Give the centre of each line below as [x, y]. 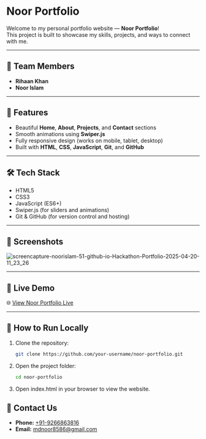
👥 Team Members [40, 67]
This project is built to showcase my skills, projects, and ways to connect [98, 34]
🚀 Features [27, 113]
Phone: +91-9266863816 [47, 423]
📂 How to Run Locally [48, 328]
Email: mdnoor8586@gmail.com [56, 429]
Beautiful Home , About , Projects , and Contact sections [86, 128]
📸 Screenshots [35, 241]
